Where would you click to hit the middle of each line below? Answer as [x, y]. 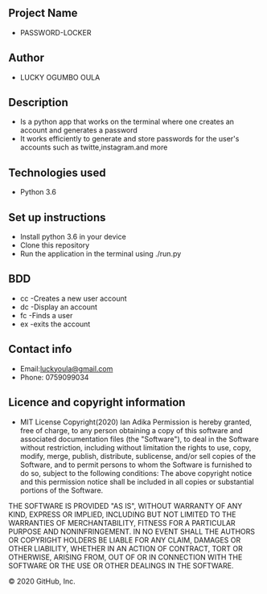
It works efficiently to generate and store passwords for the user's [129, 139]
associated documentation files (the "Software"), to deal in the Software [139, 439]
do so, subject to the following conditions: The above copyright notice [136, 473]
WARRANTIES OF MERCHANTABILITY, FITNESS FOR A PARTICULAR [122, 522]
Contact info [40, 349]
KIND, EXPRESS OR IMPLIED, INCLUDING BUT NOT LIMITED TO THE [122, 514]
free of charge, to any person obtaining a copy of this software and [131, 430]
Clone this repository [55, 245]
